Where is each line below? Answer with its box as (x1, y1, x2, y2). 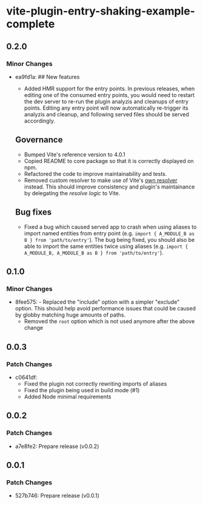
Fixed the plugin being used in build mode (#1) (24, 386, 140, 393)
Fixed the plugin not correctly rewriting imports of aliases (24, 380, 167, 387)
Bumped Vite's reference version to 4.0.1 (24, 150, 125, 158)
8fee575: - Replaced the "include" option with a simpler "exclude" (15, 298, 180, 306)
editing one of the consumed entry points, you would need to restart (24, 91, 195, 98)
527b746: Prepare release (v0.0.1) (15, 492, 100, 500)
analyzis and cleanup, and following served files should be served (24, 110, 190, 118)
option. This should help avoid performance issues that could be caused (15, 305, 196, 312)
